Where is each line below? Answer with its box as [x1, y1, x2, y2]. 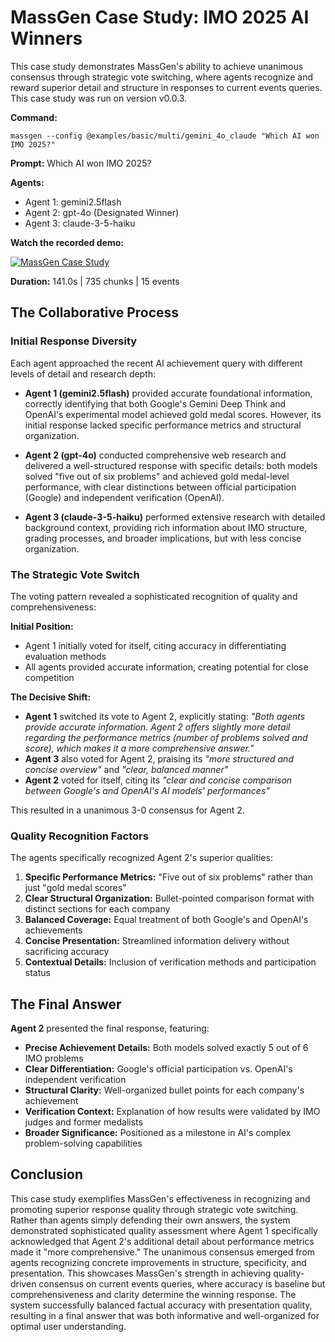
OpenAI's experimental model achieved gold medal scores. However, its [24, 408, 322, 420]
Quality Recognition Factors [10, 829, 149, 843]
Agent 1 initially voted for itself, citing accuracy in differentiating [24, 639, 287, 651]
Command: [10, 111, 58, 123]
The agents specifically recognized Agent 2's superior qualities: [10, 852, 273, 864]
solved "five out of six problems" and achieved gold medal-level [24, 470, 290, 482]
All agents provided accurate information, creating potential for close [24, 661, 309, 673]
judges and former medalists [24, 1116, 143, 1128]
